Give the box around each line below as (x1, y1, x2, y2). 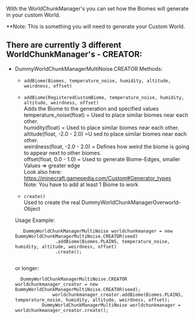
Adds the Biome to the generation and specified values (23, 105, 159, 112)
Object (23, 205, 41, 212)
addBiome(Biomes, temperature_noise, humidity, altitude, (23, 77, 171, 84)
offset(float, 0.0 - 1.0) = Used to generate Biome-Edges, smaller (23, 155, 181, 162)
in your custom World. (6, 11, 61, 18)
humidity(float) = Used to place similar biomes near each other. (23, 124, 179, 131)
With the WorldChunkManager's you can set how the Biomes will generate (6, 5, 189, 12)
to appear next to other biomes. (23, 149, 101, 157)
